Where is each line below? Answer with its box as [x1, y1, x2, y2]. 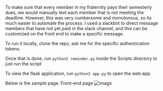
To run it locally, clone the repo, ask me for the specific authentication [5, 40, 149, 46]
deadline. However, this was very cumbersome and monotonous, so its [5, 15, 152, 20]
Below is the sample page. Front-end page [5, 80, 93, 86]
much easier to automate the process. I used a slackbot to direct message [5, 20, 158, 26]
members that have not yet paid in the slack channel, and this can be [5, 25, 147, 31]
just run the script [5, 61, 42, 66]
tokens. [5, 46, 21, 51]
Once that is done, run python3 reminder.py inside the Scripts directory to [5, 55, 157, 61]
